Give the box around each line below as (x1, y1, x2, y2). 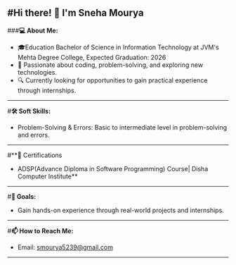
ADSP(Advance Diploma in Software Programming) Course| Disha (17, 164, 209, 173)
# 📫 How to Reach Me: (7, 226, 74, 235)
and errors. (17, 130, 51, 139)
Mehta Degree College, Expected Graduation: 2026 (17, 53, 166, 61)
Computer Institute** (17, 172, 79, 180)
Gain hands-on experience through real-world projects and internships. (17, 206, 225, 214)
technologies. (17, 68, 58, 76)
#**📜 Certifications (7, 151, 63, 159)
